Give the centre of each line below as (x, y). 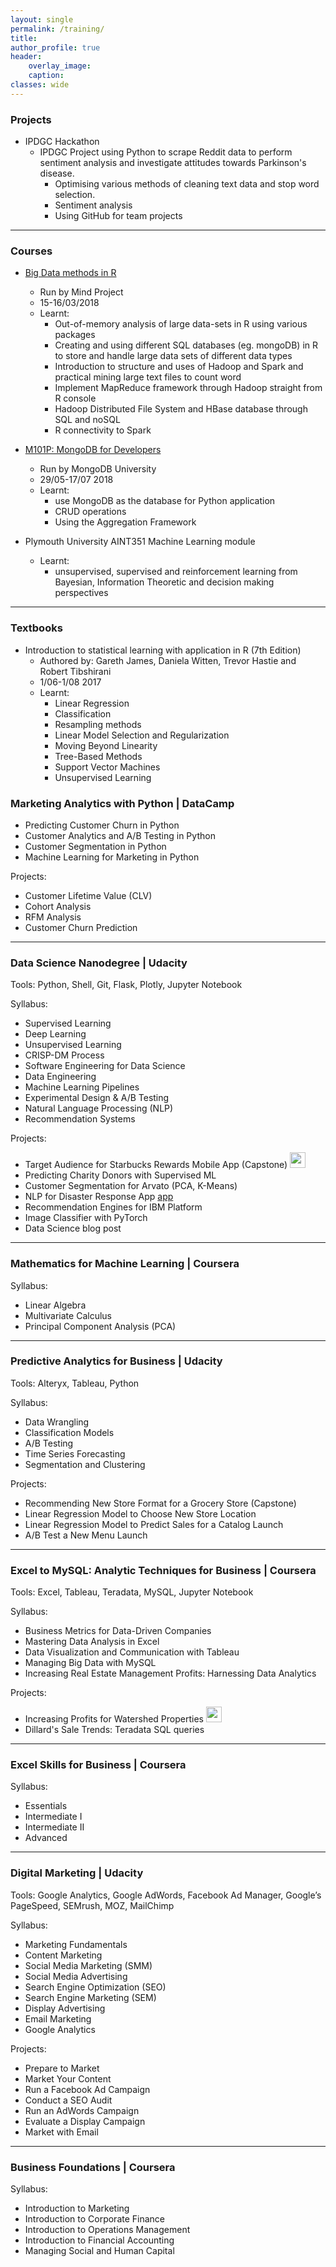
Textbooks (36, 628)
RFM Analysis (53, 917)
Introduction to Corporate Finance (95, 2219)
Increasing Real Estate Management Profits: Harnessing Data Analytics (170, 1673)
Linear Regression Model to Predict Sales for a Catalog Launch (154, 1524)
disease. (57, 173)
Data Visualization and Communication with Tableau (132, 1652)
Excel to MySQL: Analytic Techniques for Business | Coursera (163, 1570)
